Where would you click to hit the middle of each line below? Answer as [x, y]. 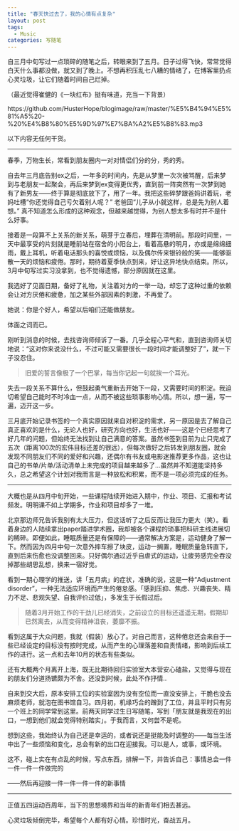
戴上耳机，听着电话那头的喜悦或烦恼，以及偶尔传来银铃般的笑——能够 [122, 253]
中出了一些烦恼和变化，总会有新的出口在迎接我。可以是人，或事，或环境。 [116, 744]
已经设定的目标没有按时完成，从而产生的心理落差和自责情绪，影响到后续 [119, 645]
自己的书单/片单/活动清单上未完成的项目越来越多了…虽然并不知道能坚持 [112, 465]
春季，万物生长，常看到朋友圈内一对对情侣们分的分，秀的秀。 [98, 160]
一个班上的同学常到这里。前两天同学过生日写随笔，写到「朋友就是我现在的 [116, 711]
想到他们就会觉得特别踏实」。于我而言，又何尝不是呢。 [105, 720]
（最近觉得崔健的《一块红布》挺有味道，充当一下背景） [88, 95]
